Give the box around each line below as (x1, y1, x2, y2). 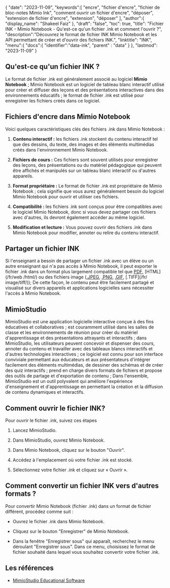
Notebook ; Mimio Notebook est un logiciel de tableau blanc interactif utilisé (5, 81, 165, 87)
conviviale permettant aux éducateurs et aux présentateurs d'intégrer (5, 356, 151, 363)
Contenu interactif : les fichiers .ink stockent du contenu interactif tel (12, 136, 158, 142)
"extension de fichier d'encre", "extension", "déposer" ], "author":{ (5, 15, 145, 21)
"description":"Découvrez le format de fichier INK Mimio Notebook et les (5, 32, 157, 37)
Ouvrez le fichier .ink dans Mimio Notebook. (12, 518, 105, 524)
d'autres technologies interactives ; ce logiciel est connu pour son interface (5, 351, 163, 357)
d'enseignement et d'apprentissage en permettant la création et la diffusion (5, 384, 163, 390)
